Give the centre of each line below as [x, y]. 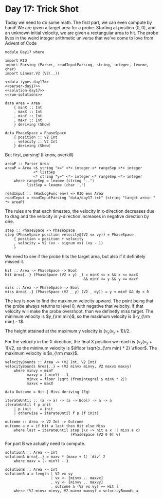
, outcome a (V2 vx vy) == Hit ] [85, 486]
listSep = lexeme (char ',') [56, 185]
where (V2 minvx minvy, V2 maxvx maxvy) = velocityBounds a [76, 491]
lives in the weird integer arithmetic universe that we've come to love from [79, 38]
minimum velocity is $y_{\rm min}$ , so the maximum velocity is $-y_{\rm [78, 316]
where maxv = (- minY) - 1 [41, 461]
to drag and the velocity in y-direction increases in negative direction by [77, 216]
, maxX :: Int [28, 111]
